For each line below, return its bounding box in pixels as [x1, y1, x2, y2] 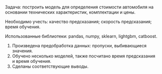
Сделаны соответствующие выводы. [12, 63, 89, 69]
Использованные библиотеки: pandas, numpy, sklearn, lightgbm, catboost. [5, 34, 158, 39]
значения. [12, 48, 33, 54]
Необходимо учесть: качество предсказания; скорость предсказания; [5, 19, 152, 24]
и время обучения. [12, 58, 52, 64]
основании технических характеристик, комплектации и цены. [5, 9, 136, 15]
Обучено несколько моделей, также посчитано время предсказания [12, 53, 156, 59]
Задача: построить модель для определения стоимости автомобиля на [5, 4, 154, 10]
